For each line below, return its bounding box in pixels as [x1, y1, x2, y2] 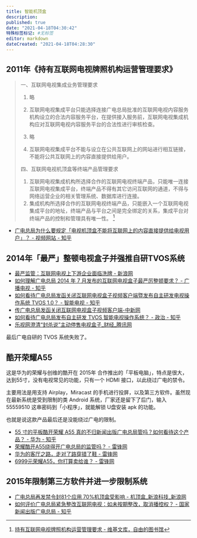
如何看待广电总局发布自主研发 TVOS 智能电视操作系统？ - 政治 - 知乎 [14, 314, 181, 321]
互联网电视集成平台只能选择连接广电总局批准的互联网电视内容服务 [29, 106, 189, 113]
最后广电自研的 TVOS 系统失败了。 [6, 333, 90, 340]
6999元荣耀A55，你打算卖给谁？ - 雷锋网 [14, 458, 115, 465]
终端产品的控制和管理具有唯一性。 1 [29, 213, 116, 222]
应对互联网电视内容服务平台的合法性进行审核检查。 [34, 121, 158, 128]
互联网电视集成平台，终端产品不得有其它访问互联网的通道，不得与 [29, 185, 189, 192]
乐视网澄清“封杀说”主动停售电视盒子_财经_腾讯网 [14, 321, 132, 328]
